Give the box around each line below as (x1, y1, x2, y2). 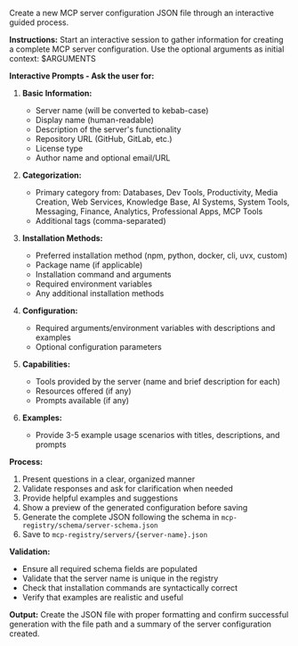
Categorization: (21, 170, 82, 180)
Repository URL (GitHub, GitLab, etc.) (35, 134, 173, 144)
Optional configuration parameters (35, 342, 162, 352)
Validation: (9, 546, 51, 557)
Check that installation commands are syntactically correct (21, 583, 238, 592)
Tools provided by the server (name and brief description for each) (35, 377, 281, 386)
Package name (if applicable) (35, 260, 143, 270)
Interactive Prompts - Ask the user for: (9, 70, 155, 81)
